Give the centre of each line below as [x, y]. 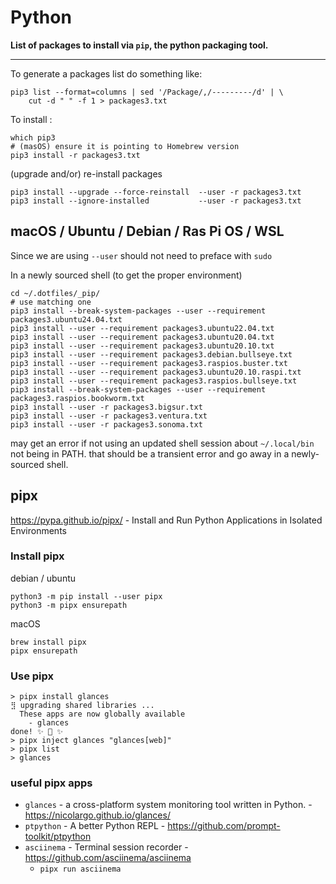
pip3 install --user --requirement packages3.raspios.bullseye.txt [154, 381]
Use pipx [32, 676]
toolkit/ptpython [58, 837]
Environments [38, 530]
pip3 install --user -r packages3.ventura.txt [109, 416]
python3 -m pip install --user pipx [86, 596]
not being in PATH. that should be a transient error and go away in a [150, 453]
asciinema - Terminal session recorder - [106, 847]
